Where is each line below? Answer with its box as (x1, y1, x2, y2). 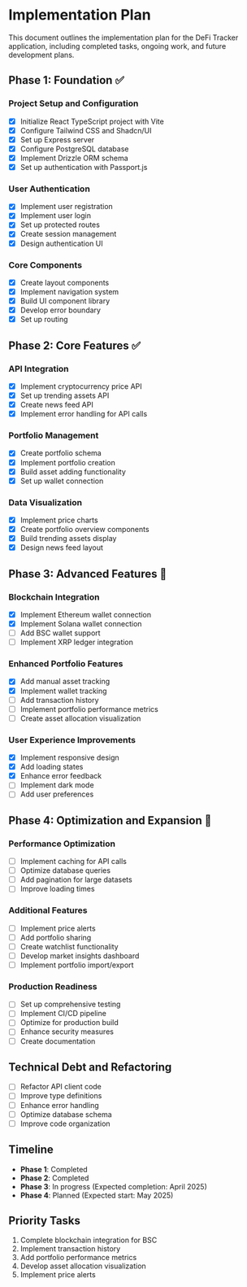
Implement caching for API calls (19, 857, 128, 866)
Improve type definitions (19, 1091, 102, 1101)
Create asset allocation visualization (19, 713, 141, 723)
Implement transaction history (19, 1244, 121, 1254)
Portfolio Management (8, 430, 99, 441)
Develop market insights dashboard (19, 950, 140, 961)
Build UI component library (19, 296, 110, 306)
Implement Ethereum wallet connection (19, 609, 152, 619)
